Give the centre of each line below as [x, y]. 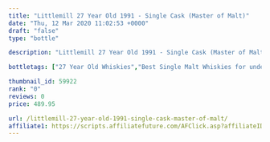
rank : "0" [25, 89]
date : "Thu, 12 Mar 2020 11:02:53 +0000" [79, 23]
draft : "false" [34, 30]
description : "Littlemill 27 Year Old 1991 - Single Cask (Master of [127, 53]
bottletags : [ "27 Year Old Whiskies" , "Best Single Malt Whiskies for [127, 67]
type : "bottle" [34, 38]
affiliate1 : [28, 126]
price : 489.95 [32, 104]
